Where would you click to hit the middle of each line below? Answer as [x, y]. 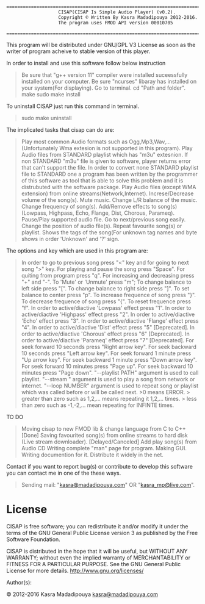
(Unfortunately [40, 148]
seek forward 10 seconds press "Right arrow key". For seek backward [109, 347]
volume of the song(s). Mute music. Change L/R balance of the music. [109, 200]
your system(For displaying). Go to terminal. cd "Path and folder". [103, 88]
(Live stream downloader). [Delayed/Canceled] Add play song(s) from [109, 442]
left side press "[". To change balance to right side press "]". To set [105, 288]
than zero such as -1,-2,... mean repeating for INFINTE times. [98, 405]
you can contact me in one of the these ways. [64, 473]
